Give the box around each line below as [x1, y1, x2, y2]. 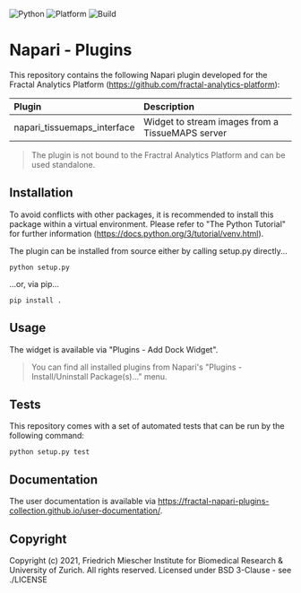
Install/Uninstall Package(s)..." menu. [30, 371, 168, 381]
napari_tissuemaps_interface [13, 121, 135, 134]
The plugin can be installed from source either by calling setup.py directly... [9, 245, 288, 256]
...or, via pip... [9, 278, 60, 289]
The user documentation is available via [9, 496, 157, 507]
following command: [9, 431, 85, 441]
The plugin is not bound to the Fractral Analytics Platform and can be [30, 149, 286, 161]
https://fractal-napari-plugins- [158, 496, 270, 507]
